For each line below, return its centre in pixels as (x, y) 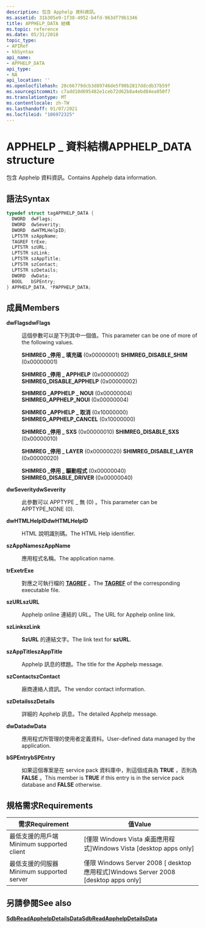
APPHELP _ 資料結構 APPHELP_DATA (99, 147)
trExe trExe (20, 571)
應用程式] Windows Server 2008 (129, 872)
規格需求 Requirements (50, 805)
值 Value (139, 824)
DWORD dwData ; (31, 276)
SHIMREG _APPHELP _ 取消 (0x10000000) (75, 412)
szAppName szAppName (38, 546)
